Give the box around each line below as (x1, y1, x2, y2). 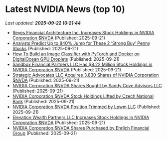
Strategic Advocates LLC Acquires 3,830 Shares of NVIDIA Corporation (12, 72, 159, 78)
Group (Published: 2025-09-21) (12, 130, 77, 136)
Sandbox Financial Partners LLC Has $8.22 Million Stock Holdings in (12, 61, 153, 67)
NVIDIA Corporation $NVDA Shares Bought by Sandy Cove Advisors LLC (12, 82, 162, 88)
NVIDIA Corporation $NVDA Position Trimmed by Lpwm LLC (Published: (12, 104, 161, 110)
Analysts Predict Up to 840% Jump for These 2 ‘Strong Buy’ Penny (12, 40, 151, 46)
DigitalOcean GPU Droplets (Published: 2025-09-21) (12, 56, 120, 62)
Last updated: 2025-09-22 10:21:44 (5, 20, 81, 26)
